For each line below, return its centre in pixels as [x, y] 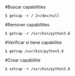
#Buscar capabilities [25, 7]
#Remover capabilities [27, 25]
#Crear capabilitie [23, 60]
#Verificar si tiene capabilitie [33, 42]
